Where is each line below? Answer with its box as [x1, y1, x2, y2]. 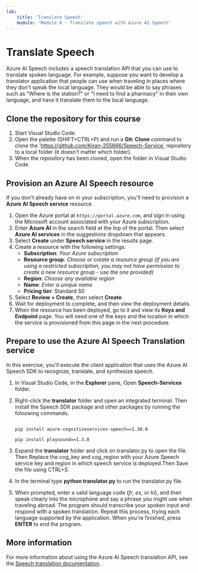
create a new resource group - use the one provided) [23, 268, 154, 276]
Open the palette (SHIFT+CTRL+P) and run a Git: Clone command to [14, 136, 182, 143]
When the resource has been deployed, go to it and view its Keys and [14, 306, 186, 314]
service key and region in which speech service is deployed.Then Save [14, 460, 189, 467]
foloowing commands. [14, 409, 69, 416]
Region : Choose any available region [23, 274, 114, 282]
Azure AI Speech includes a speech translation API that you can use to [6, 65, 178, 72]
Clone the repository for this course [6, 113, 141, 124]
